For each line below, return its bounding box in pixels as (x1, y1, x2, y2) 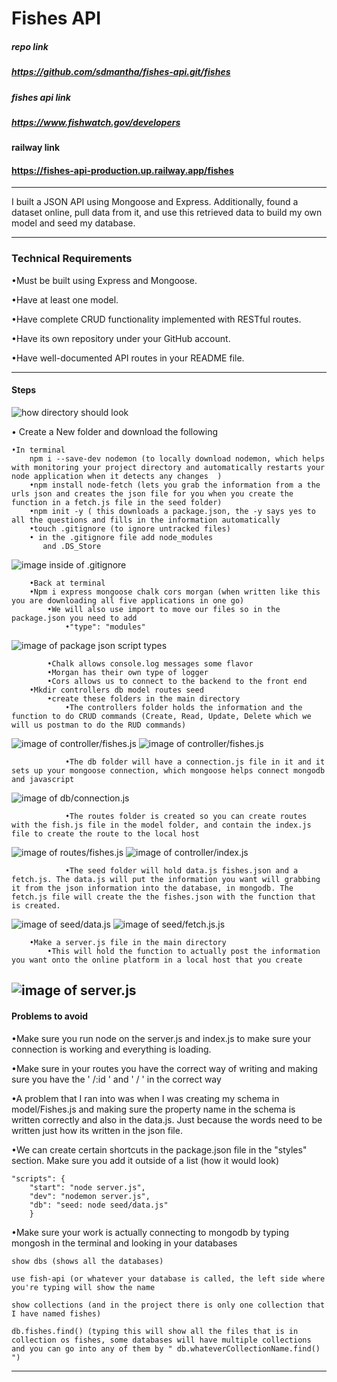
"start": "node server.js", (29, 1182, 146, 1192)
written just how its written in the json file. (11, 1124, 183, 1136)
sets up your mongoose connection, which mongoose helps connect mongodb (11, 765, 326, 776)
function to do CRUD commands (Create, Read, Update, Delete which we (11, 711, 312, 721)
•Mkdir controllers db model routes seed (29, 685, 204, 695)
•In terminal (11, 445, 66, 455)
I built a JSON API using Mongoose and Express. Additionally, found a (11, 196, 299, 208)
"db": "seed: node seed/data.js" (29, 1200, 169, 1210)
